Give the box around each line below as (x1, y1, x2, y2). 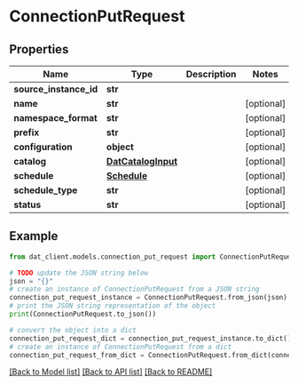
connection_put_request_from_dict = (9, 350, 145, 359)
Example (9, 229, 59, 244)
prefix (13, 126, 40, 139)
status (13, 198, 42, 211)
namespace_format (13, 112, 98, 124)
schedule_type (13, 184, 78, 197)
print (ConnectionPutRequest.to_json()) (9, 309, 157, 319)
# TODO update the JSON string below (9, 269, 149, 277)
